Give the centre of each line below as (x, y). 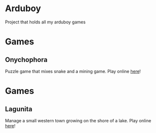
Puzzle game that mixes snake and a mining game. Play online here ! (73, 71)
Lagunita (19, 109)
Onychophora (26, 60)
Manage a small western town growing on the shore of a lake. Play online (78, 120)
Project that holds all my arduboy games (45, 22)
